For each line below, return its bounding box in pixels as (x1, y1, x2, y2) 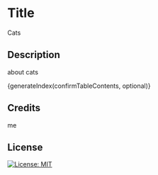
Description (7, 49, 60, 61)
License (7, 141, 43, 153)
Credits (7, 102, 41, 114)
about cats (7, 67, 39, 76)
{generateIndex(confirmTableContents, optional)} (7, 81, 151, 90)
